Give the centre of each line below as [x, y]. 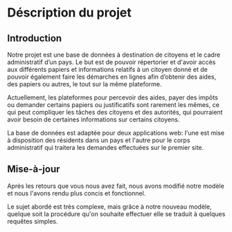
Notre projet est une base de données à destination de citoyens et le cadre [114, 55]
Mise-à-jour [34, 170]
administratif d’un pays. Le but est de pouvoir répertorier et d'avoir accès [111, 62]
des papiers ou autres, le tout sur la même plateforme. [84, 84]
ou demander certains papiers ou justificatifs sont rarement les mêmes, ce [113, 105]
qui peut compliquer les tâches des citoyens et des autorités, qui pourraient [115, 112]
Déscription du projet [69, 13]
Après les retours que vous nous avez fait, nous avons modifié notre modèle [116, 186]
